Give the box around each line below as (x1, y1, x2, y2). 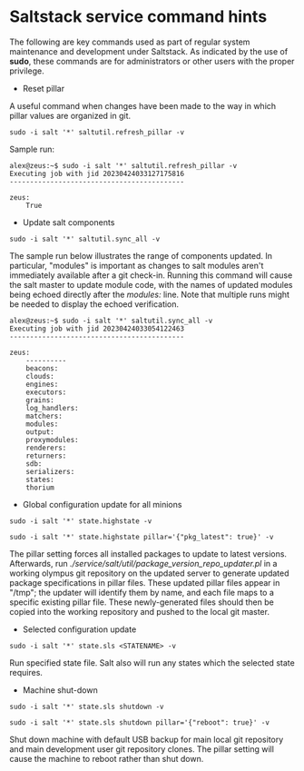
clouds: (25, 371, 54, 381)
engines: (25, 380, 59, 389)
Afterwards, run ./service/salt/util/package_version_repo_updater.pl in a (9, 558, 278, 568)
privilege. (9, 65, 44, 76)
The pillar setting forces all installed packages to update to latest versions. (9, 548, 288, 559)
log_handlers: (25, 403, 79, 412)
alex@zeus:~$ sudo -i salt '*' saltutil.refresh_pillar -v (9, 161, 238, 170)
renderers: (25, 443, 67, 452)
